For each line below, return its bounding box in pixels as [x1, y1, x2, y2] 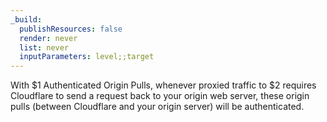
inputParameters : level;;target [19, 52, 155, 62]
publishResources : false [19, 24, 123, 34]
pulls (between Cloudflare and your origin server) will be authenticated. [10, 101, 305, 113]
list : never [19, 42, 70, 53]
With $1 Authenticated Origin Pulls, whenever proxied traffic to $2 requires [10, 79, 317, 91]
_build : [10, 14, 43, 25]
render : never [19, 33, 78, 43]
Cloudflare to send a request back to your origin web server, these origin [10, 90, 310, 102]
